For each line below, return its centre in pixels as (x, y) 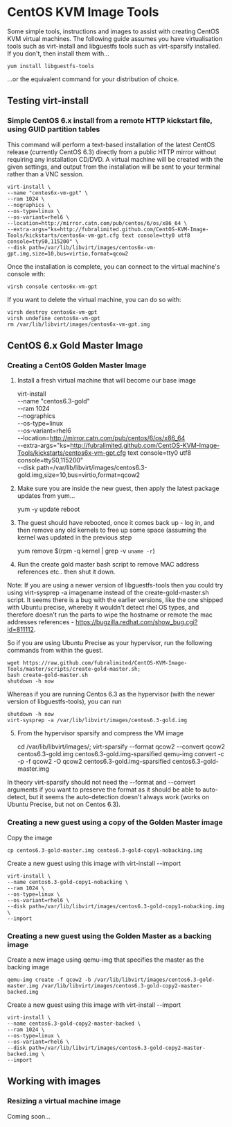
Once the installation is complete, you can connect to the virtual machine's (114, 266)
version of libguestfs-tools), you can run (64, 701)
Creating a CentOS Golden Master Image (77, 365)
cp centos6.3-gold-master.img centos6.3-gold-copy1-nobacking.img (105, 850)
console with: (26, 274)
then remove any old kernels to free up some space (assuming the (112, 530)
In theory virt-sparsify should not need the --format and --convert (101, 783)
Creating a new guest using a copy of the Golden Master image (115, 822)
